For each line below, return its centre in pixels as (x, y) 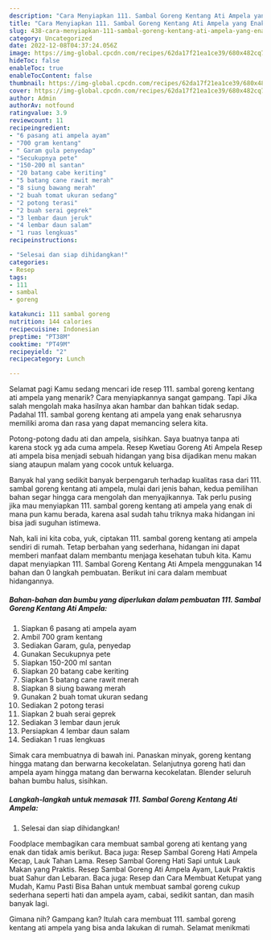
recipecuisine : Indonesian (54, 329)
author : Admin (33, 98)
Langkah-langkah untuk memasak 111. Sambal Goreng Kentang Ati (123, 799)
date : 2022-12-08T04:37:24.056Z (63, 46)
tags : (18, 277)
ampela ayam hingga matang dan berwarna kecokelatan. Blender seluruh (130, 773)
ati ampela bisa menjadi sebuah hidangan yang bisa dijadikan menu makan (133, 456)
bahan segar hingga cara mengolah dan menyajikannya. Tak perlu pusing (131, 497)
